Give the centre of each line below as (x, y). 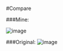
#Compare (19, 8)
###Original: (21, 42)
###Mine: (18, 19)
